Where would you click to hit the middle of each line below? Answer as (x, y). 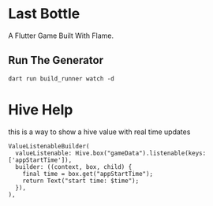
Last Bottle (44, 14)
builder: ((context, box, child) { (74, 167)
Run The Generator (56, 60)
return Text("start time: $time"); (81, 181)
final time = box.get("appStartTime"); (88, 174)
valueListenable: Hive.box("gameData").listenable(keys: (111, 153)
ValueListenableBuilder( (49, 146)
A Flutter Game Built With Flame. (61, 36)
